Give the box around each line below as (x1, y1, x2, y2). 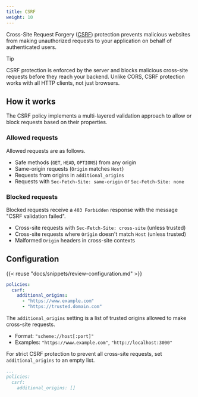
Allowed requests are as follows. (6, 147, 86, 154)
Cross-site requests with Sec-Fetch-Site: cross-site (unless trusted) (14, 224, 186, 231)
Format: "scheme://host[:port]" (14, 333, 94, 340)
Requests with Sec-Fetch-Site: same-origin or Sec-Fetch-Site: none (14, 177, 184, 185)
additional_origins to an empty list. (6, 356, 95, 364)
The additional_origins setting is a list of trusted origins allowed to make (6, 315, 187, 322)
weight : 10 (6, 14, 33, 20)
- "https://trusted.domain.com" (21, 304, 102, 310)
